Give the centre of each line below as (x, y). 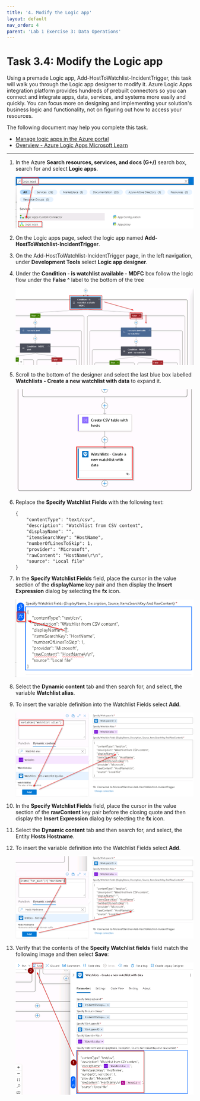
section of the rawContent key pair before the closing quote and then (101, 812)
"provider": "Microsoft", (58, 549)
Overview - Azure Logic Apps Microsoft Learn (72, 145)
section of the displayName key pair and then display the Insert (94, 584)
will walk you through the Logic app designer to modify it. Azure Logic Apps (99, 84)
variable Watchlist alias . (45, 693)
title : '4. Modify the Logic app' (50, 12)
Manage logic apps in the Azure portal (62, 139)
